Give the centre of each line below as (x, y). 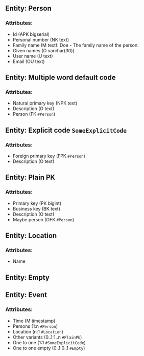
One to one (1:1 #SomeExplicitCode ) (49, 342)
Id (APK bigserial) (31, 34)
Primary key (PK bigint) (37, 203)
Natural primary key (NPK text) (45, 103)
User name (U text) (33, 56)
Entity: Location (31, 236)
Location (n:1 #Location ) (38, 331)
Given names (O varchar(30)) (44, 50)
